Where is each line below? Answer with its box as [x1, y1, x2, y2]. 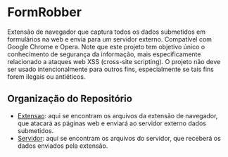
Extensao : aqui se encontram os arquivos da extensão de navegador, [17, 111, 218, 120]
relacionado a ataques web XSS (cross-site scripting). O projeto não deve [7, 57, 221, 65]
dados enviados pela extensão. [17, 142, 108, 150]
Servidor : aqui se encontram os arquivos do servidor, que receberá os [17, 134, 222, 142]
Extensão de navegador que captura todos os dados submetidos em [7, 27, 206, 36]
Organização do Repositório [7, 93, 132, 105]
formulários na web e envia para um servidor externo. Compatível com [7, 34, 213, 43]
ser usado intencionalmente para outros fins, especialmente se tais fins [7, 65, 215, 73]
